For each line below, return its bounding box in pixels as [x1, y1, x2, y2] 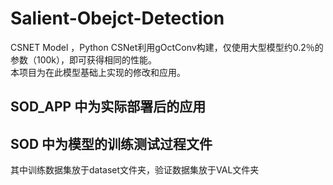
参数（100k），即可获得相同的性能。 [10, 53, 158, 66]
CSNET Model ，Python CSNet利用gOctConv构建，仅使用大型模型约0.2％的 [10, 41, 324, 53]
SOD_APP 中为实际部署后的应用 [10, 98, 207, 116]
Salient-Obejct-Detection [10, 7, 225, 30]
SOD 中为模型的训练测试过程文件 [10, 135, 213, 152]
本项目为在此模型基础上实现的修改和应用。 [10, 66, 186, 78]
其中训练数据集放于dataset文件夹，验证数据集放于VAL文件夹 [10, 164, 260, 176]
